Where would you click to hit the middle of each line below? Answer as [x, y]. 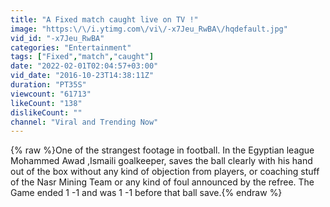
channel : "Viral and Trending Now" [84, 122]
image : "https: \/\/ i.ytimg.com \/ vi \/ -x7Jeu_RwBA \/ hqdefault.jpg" [149, 29]
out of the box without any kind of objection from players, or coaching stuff [165, 172]
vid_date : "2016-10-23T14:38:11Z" [82, 76]
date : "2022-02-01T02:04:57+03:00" [84, 66]
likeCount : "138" [46, 103]
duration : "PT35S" [48, 85]
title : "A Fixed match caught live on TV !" [104, 19]
